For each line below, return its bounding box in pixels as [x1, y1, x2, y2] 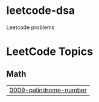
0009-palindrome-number [9, 86, 87, 94]
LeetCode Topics [6, 45, 94, 59]
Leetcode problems [6, 24, 55, 31]
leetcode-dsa [6, 4, 75, 18]
